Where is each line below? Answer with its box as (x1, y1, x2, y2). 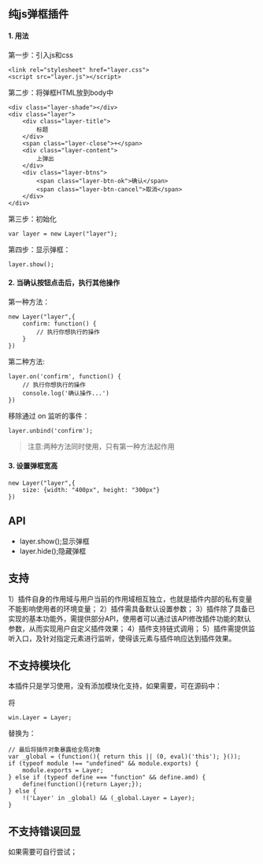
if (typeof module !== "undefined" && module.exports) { (8, 760, 199, 768)
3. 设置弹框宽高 (8, 461, 58, 471)
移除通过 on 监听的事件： (8, 411, 90, 420)
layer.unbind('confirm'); (8, 426, 93, 434)
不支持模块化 (8, 659, 71, 673)
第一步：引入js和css (8, 50, 73, 59)
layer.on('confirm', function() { (8, 372, 122, 381)
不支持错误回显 (8, 825, 81, 838)
